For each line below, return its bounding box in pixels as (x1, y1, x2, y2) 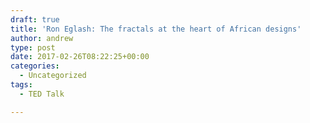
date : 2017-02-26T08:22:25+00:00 (10, 52, 150, 62)
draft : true (10, 14, 60, 25)
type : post (10, 42, 56, 53)
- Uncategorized (19, 71, 87, 81)
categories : (10, 61, 60, 71)
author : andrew (10, 33, 74, 43)
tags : (10, 80, 33, 90)
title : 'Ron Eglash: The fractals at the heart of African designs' (10, 24, 302, 34)
